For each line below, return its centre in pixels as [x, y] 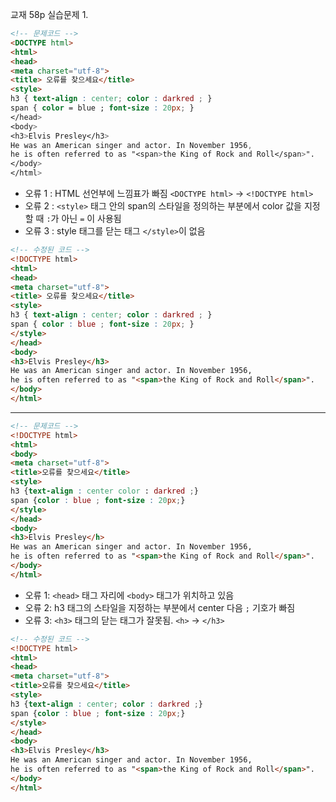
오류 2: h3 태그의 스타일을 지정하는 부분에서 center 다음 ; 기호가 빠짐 [160, 607]
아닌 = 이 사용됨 [91, 218]
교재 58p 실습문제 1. [49, 14]
